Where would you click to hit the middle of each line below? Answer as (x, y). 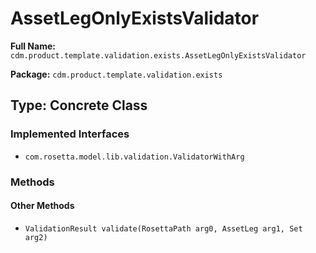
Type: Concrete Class (79, 105)
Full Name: (33, 46)
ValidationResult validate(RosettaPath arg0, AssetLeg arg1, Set (163, 228)
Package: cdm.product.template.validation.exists (116, 74)
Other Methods (42, 206)
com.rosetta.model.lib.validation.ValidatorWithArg (134, 157)
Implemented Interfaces (70, 134)
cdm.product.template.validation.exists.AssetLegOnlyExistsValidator (158, 55)
